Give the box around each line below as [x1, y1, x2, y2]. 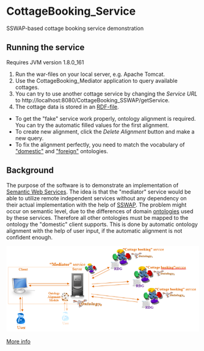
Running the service [6, 42, 85, 53]
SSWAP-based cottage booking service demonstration [6, 25, 144, 32]
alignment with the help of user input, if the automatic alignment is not [6, 227, 183, 234]
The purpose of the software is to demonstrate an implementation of [6, 181, 179, 189]
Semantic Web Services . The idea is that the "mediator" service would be [6, 188, 191, 195]
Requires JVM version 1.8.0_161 [6, 58, 84, 66]
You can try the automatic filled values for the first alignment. [15, 121, 169, 129]
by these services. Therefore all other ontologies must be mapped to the [6, 214, 189, 221]
